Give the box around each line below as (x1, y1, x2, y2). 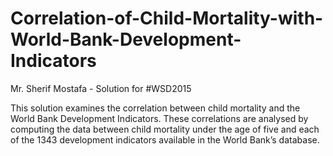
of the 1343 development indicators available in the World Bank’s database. (10, 133, 320, 146)
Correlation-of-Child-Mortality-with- (10, 7, 324, 30)
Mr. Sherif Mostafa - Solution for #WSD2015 (10, 82, 192, 94)
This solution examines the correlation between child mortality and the (10, 102, 301, 114)
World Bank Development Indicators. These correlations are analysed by (10, 112, 309, 124)
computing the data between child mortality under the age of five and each (10, 123, 320, 135)
